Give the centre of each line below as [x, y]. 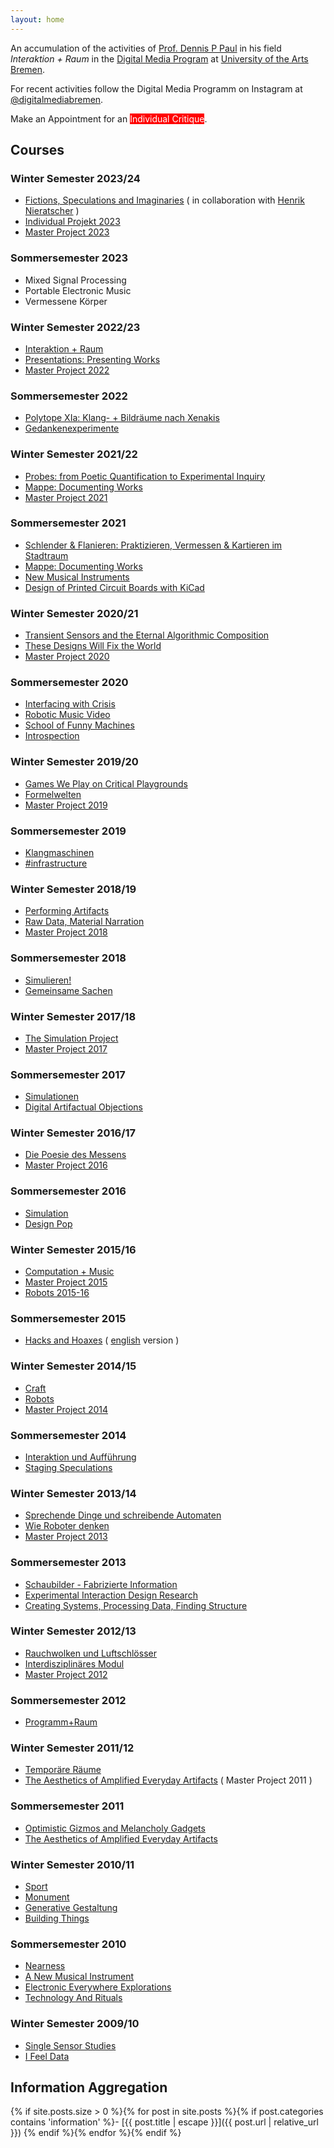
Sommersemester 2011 [67, 1806]
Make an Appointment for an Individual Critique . [109, 118]
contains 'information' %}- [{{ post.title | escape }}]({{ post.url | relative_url [164, 2122]
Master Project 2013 [66, 1537]
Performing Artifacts [67, 911]
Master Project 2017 [66, 1048]
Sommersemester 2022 [69, 396]
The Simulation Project [71, 1038]
